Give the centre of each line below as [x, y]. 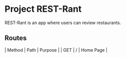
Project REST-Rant [43, 9]
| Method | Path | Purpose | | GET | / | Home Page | [56, 50]
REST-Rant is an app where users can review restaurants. [63, 23]
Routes [16, 38]
